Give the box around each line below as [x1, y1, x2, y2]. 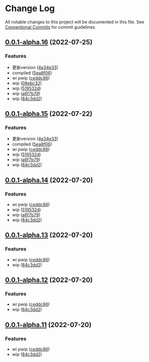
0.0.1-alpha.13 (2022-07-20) [5, 231, 93, 239]
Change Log [5, 3, 55, 14]
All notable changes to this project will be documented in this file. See [5, 19, 145, 25]
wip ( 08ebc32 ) [12, 80, 42, 86]
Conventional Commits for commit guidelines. [5, 24, 96, 30]
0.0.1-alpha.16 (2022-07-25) [5, 38, 93, 47]
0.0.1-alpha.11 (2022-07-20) [5, 321, 92, 329]
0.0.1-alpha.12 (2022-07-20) [5, 276, 93, 284]
